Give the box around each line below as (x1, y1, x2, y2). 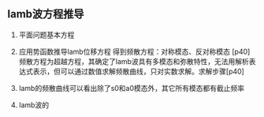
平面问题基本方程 (18, 30, 75, 40)
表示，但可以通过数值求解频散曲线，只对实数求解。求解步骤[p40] (32, 66, 245, 76)
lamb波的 (18, 100, 49, 109)
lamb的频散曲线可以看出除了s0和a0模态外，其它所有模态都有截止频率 (18, 83, 245, 92)
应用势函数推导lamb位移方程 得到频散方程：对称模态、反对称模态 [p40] (18, 47, 251, 56)
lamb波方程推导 (7, 7, 84, 21)
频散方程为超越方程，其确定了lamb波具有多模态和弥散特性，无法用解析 (18, 56, 249, 66)
